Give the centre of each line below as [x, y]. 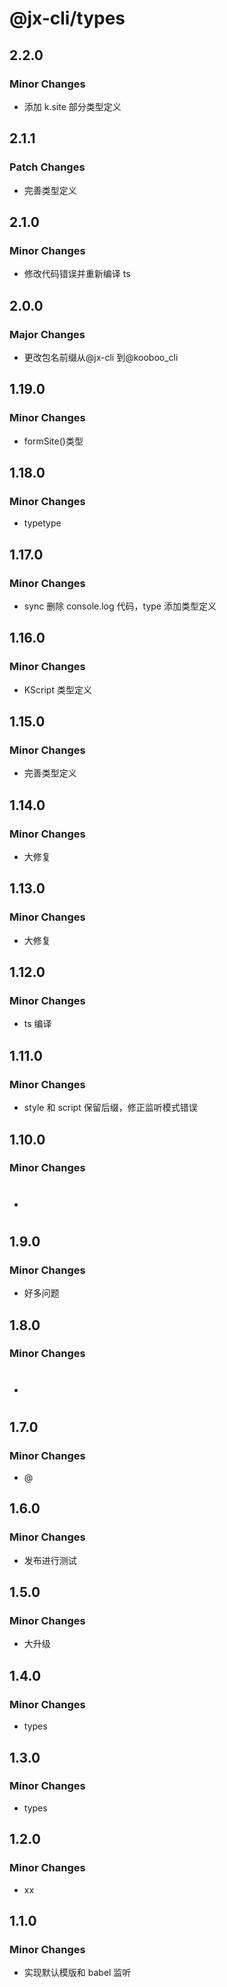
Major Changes [47, 334]
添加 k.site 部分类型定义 [72, 106]
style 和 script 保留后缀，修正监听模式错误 [110, 1108]
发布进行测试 [50, 1560]
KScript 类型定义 [57, 689]
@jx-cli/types [67, 18]
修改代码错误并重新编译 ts [77, 274]
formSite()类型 [53, 441]
